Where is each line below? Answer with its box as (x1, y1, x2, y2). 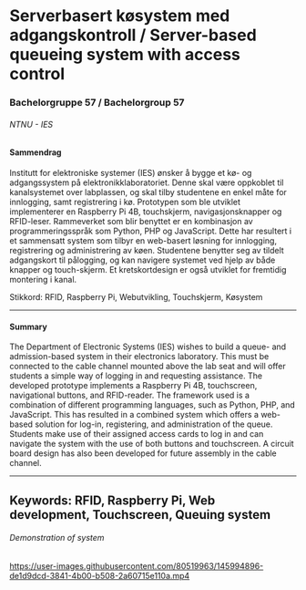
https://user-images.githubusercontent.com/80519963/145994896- (9, 560, 264, 571)
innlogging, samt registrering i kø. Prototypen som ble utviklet (9, 196, 241, 207)
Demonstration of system (9, 533, 105, 543)
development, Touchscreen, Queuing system (9, 507, 271, 523)
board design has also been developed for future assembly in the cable (9, 448, 278, 459)
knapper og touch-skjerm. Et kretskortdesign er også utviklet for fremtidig (9, 264, 287, 274)
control (9, 64, 66, 85)
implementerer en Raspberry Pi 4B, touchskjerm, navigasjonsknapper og (9, 206, 282, 217)
